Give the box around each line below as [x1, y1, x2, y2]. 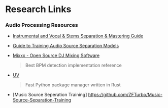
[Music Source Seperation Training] [12, 92, 87, 98]
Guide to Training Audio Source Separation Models [12, 43, 119, 49]
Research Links [5, 4, 72, 15]
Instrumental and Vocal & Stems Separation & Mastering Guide [12, 33, 144, 39]
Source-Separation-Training [12, 97, 72, 103]
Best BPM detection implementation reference [25, 62, 122, 69]
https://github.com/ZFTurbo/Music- [88, 92, 163, 98]
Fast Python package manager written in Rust [25, 82, 121, 88]
